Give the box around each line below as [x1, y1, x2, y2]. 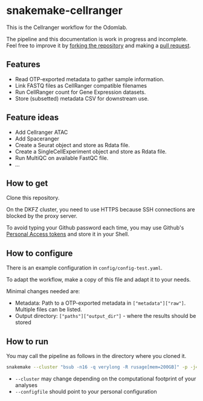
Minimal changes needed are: [6, 288, 80, 295]
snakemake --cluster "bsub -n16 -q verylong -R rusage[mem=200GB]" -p [6, 364, 188, 370]
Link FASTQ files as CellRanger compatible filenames [14, 82, 147, 89]
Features [6, 59, 40, 70]
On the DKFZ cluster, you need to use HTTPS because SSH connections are [6, 206, 195, 213]
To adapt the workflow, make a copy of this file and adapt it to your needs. [6, 276, 192, 283]
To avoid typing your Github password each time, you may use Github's [6, 224, 184, 231]
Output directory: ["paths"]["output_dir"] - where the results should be [14, 313, 196, 320]
